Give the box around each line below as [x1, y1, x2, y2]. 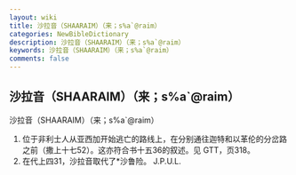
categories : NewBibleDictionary [9, 29, 129, 38]
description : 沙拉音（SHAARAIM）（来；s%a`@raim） [9, 37, 185, 47]
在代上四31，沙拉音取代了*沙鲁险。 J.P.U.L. [21, 155, 182, 166]
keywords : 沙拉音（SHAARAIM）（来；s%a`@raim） [9, 46, 173, 55]
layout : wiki [9, 12, 58, 22]
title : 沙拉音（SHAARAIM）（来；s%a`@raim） [9, 21, 162, 30]
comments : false [9, 54, 69, 63]
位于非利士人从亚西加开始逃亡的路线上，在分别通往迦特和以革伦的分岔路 [21, 133, 287, 144]
